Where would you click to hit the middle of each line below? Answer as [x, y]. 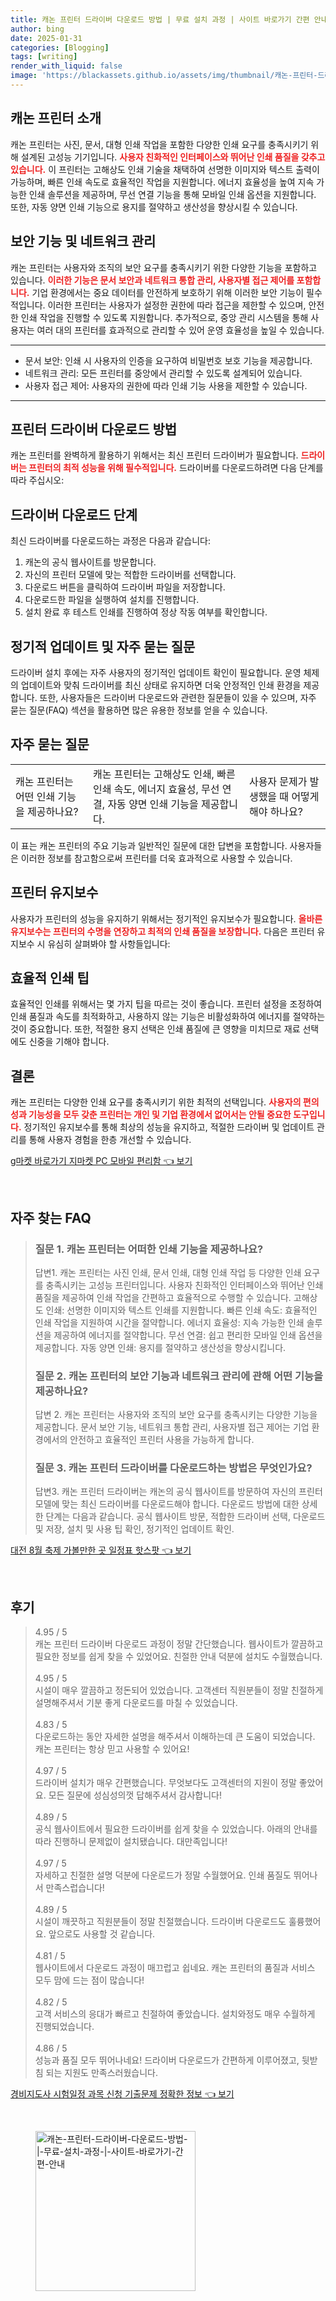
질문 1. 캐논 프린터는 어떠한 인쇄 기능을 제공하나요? [149, 1249]
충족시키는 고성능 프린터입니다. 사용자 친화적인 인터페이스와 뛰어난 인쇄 [184, 1285]
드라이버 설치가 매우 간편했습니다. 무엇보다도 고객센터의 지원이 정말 [165, 1783]
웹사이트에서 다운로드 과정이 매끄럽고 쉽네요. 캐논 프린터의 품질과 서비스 [175, 1968]
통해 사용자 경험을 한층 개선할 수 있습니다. [110, 1140]
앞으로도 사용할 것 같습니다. [102, 1934]
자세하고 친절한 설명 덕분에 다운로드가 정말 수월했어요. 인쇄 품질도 [163, 1875]
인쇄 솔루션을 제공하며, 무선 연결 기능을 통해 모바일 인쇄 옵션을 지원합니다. [172, 194]
